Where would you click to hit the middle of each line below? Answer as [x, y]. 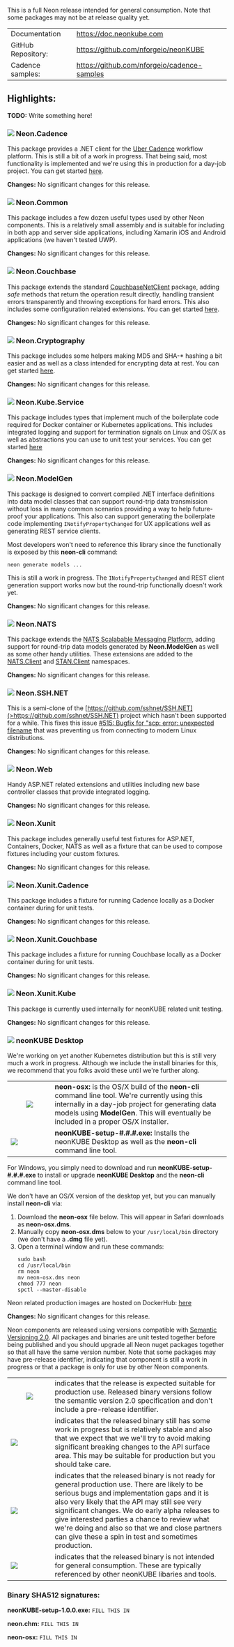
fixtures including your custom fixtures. [64, 853]
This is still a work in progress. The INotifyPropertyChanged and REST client [116, 578]
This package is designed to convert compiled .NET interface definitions [111, 494]
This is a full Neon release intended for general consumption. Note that [109, 10]
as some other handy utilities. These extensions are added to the [100, 654]
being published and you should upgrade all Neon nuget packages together [116, 1344]
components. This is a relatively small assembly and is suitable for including [116, 225]
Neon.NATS [36, 624]
